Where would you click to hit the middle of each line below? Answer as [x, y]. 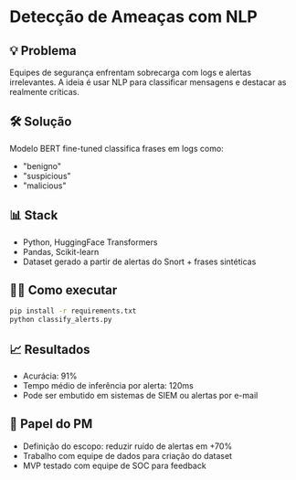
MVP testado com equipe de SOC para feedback [115, 465]
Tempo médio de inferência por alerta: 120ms [108, 385]
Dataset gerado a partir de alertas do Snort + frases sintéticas [139, 261]
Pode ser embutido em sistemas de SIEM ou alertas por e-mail [140, 395]
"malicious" [44, 186]
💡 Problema [43, 51]
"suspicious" [47, 176]
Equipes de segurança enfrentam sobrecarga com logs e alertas [131, 72]
